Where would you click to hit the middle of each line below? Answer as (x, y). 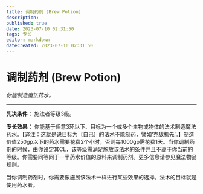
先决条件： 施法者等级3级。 (40, 114)
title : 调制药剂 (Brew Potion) (44, 12)
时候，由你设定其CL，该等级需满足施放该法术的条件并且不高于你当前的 (105, 149)
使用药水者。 (22, 184)
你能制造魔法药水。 (30, 95)
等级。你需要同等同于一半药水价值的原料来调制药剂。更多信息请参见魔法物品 (101, 157)
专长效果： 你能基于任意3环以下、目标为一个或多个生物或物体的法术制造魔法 (101, 126)
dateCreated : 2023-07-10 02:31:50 (50, 46)
